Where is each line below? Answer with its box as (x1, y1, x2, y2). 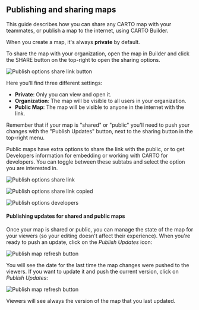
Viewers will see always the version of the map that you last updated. (6, 298, 176, 305)
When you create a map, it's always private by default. (6, 38, 141, 45)
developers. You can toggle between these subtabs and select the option (6, 158, 185, 165)
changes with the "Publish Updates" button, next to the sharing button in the (6, 127, 193, 134)
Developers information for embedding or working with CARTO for (6, 152, 168, 159)
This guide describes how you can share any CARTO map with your (6, 20, 172, 27)
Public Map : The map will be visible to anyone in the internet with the (14, 104, 184, 111)
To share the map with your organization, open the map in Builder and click (6, 50, 190, 57)
